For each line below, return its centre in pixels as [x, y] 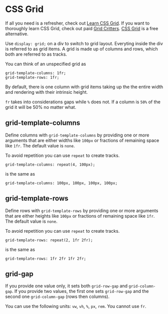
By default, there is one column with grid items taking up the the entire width [84, 87]
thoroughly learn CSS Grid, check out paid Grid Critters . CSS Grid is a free [82, 28]
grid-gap [19, 274]
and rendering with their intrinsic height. [47, 92]
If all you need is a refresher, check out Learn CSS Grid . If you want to [77, 23]
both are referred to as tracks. [36, 54]
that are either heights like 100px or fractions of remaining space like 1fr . [80, 216]
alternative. [17, 34]
